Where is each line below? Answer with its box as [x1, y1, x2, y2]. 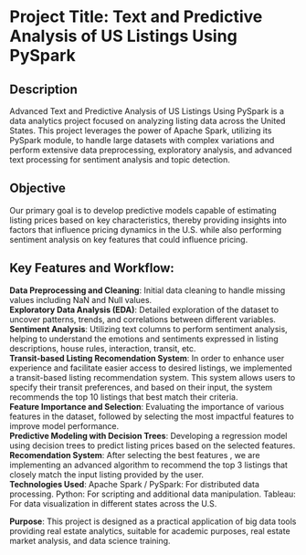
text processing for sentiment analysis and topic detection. [9, 154, 231, 165]
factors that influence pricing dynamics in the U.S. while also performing [9, 224, 282, 235]
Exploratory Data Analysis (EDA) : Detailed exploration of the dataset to [9, 304, 280, 315]
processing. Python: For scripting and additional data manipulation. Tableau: [9, 488, 297, 499]
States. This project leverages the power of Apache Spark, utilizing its [9, 125, 272, 136]
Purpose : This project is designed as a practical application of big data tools [9, 516, 297, 527]
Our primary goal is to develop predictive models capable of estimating [9, 204, 277, 215]
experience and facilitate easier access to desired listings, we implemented [9, 362, 292, 373]
